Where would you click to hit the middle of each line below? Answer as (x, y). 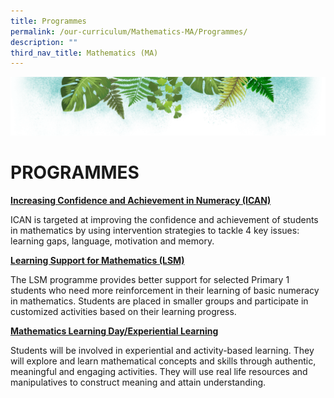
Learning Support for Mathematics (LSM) (97, 260)
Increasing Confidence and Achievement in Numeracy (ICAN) (141, 200)
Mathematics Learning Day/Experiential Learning (114, 331)
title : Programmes (48, 21)
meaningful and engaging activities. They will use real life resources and (159, 371)
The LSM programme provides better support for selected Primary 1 (150, 279)
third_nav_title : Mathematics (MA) (84, 53)
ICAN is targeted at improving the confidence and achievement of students (164, 219)
